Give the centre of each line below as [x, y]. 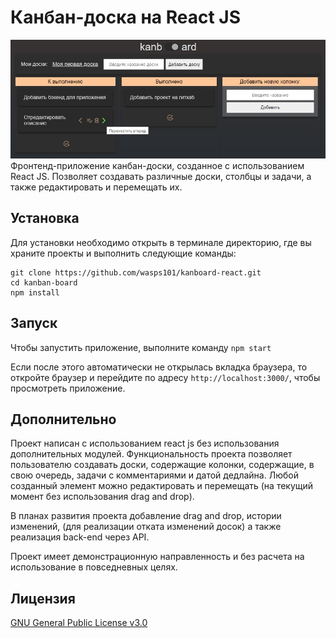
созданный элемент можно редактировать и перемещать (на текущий [162, 486]
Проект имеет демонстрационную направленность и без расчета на [157, 557]
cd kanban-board [44, 282]
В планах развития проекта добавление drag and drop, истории [146, 516]
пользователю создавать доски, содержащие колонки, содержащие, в [162, 465]
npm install [35, 292]
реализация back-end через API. [80, 537]
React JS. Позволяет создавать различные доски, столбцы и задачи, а [161, 176]
